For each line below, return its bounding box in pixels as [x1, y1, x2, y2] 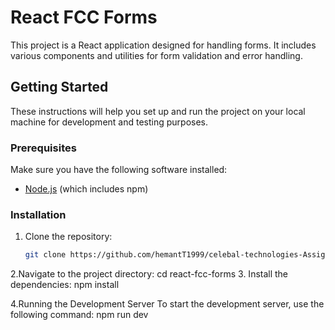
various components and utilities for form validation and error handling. [10, 49, 303, 61]
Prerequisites [10, 141, 77, 155]
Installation [10, 207, 67, 221]
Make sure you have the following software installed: [10, 164, 228, 176]
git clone [24, 250, 67, 260]
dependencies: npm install [10, 279, 120, 291]
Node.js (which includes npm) [24, 183, 149, 195]
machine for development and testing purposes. [10, 116, 209, 128]
